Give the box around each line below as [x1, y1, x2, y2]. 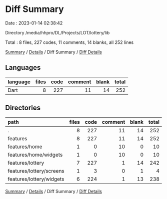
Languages [5, 63, 41, 72]
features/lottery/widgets [7, 176, 64, 183]
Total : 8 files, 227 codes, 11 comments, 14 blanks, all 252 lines [5, 39, 134, 45]
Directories [5, 104, 41, 112]
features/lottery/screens [7, 167, 65, 174]
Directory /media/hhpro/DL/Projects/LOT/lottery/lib [5, 29, 110, 35]
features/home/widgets [7, 151, 63, 158]
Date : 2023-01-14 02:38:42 [5, 20, 63, 26]
